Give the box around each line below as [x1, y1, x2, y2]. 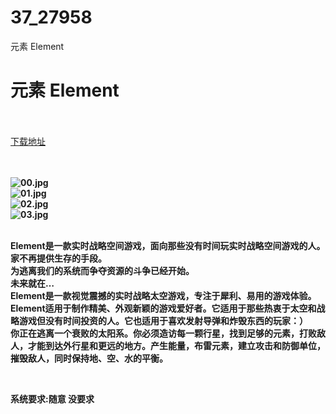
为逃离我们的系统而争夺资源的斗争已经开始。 [10, 264, 195, 276]
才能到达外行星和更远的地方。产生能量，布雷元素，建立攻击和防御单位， [27, 339, 326, 351]
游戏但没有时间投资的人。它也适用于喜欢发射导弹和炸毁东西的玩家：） [18, 314, 308, 326]
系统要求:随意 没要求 [10, 392, 95, 405]
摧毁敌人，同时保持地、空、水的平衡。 [10, 352, 168, 364]
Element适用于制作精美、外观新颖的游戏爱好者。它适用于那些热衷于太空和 [10, 302, 317, 314]
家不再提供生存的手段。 [10, 252, 107, 264]
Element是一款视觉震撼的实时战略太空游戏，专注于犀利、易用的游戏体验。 [10, 289, 317, 301]
